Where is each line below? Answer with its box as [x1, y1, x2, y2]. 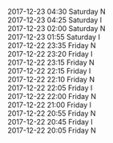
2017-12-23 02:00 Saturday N [7, 24, 106, 33]
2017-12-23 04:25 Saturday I [7, 15, 102, 25]
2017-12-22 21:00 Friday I [7, 100, 91, 109]
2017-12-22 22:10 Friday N [7, 75, 95, 84]
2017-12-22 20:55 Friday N [7, 109, 96, 118]
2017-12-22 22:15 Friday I [7, 66, 91, 75]
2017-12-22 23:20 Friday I [7, 50, 93, 58]
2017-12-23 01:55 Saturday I [7, 32, 101, 42]
